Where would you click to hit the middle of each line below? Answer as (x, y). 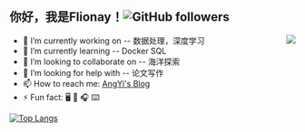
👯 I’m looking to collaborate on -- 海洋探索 (101, 61)
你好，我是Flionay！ (67, 17)
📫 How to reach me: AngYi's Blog (86, 83)
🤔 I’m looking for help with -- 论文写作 (93, 72)
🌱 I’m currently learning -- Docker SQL (94, 51)
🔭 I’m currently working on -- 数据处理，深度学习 (113, 41)
